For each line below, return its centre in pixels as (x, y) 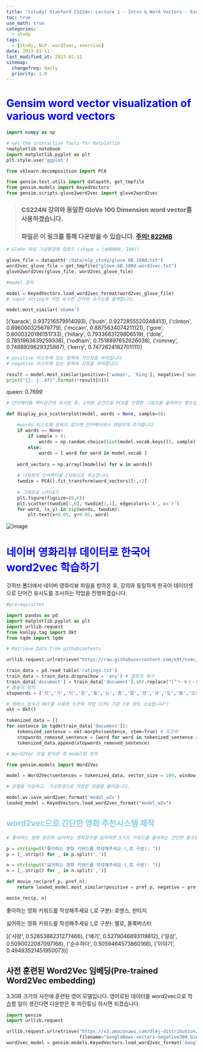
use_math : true (25, 23)
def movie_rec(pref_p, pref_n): (47, 882)
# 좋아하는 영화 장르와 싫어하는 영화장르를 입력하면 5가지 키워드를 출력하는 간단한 (95, 838)
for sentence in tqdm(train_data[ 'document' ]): (67, 726)
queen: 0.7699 (24, 392)
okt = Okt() (21, 710)
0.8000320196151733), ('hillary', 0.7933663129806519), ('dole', (85, 334)
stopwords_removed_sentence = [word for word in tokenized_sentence (105, 737)
